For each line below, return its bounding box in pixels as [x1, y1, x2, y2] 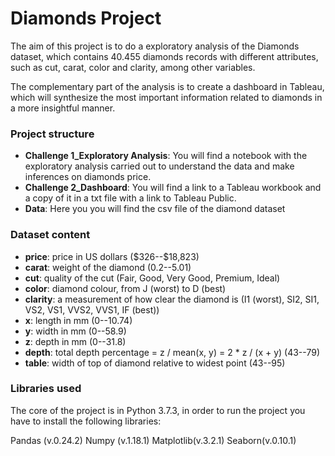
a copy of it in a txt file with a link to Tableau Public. [24, 192, 237, 204]
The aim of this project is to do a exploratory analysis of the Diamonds [10, 40, 300, 52]
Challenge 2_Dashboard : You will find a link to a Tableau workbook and [24, 182, 322, 194]
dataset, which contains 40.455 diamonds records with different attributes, [10, 50, 319, 62]
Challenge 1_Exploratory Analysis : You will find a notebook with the [24, 150, 308, 162]
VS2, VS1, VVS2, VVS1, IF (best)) [24, 303, 160, 316]
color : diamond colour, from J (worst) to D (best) [24, 282, 227, 294]
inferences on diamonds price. [24, 171, 152, 183]
